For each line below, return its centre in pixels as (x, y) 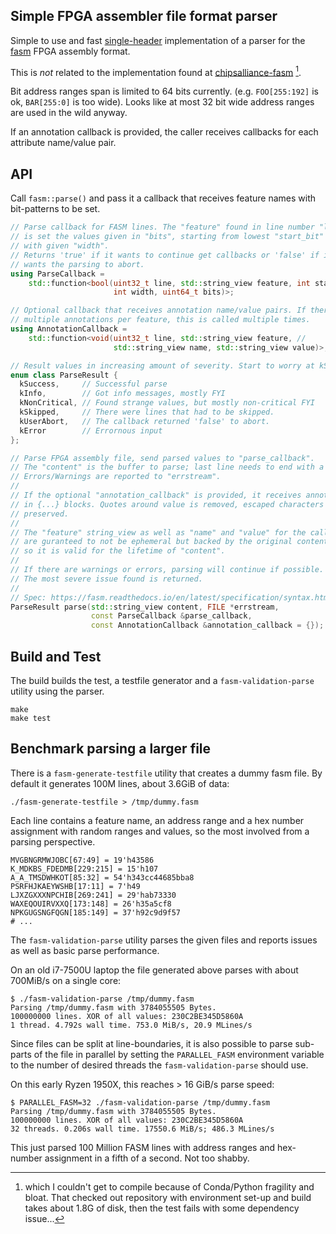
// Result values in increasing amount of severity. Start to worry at (162, 365)
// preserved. (40, 514)
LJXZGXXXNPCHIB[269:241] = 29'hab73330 (93, 895)
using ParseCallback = (57, 274)
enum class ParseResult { (64, 375)
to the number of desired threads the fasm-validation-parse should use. (159, 1065)
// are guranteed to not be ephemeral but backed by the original (151, 542)
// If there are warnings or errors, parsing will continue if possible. (167, 570)
